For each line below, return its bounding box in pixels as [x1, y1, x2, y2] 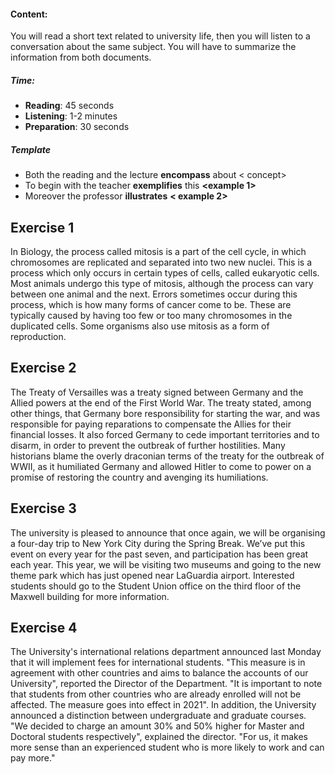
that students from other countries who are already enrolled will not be [10, 688, 302, 700]
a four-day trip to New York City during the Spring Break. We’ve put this [10, 537, 306, 549]
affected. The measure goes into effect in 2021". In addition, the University [10, 699, 317, 711]
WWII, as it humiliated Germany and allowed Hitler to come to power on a [10, 460, 312, 472]
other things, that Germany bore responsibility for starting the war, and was [10, 407, 321, 419]
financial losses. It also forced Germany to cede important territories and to [10, 428, 320, 440]
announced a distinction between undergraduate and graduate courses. [10, 710, 307, 722]
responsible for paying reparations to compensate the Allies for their [10, 418, 292, 430]
